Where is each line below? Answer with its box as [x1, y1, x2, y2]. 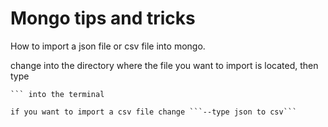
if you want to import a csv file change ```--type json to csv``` [10, 107, 298, 117]
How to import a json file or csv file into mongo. [10, 40, 206, 52]
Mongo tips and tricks [10, 7, 196, 30]
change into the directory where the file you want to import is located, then [10, 59, 319, 71]
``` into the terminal [10, 89, 105, 99]
